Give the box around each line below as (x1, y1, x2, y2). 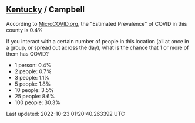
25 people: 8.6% (14, 93, 55, 100)
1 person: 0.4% (14, 61, 52, 69)
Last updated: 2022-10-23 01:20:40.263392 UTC (6, 110, 125, 117)
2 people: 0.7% (14, 67, 52, 75)
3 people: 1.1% (14, 74, 50, 81)
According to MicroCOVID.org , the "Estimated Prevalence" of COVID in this (6, 20, 187, 27)
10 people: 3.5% (14, 86, 54, 93)
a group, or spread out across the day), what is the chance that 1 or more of (6, 44, 189, 51)
